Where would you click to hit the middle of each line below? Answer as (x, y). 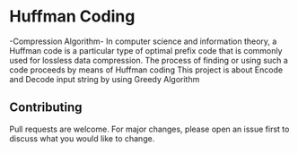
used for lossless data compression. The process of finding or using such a (149, 60)
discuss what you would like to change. (82, 138)
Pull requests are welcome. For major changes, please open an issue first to (149, 129)
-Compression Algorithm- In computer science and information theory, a (143, 41)
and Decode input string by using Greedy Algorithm (105, 79)
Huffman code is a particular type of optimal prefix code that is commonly (146, 50)
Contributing (46, 108)
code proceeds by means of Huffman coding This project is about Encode (146, 70)
